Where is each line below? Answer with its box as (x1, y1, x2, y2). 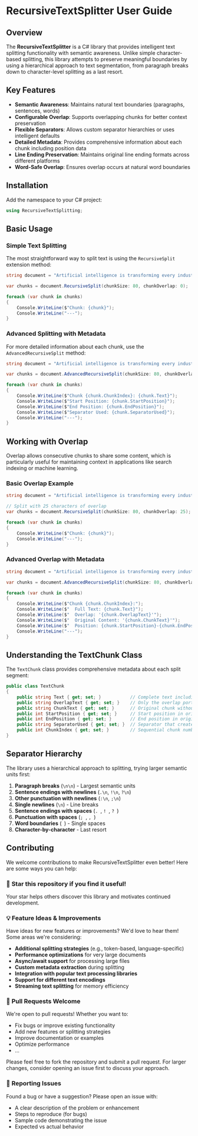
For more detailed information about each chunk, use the (6, 343, 144, 350)
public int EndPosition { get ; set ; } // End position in (16, 716, 178, 722)
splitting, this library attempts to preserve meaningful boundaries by (22, 56, 187, 62)
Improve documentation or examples (14, 1035, 104, 1042)
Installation (6, 181, 48, 191)
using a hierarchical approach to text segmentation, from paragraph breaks (6, 62, 189, 69)
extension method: (6, 261, 52, 269)
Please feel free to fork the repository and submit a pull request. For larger (6, 1058, 187, 1065)
